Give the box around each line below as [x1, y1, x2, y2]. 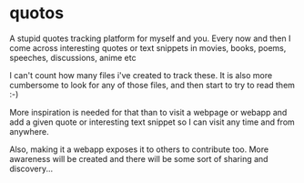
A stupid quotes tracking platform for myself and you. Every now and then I [9, 33, 291, 44]
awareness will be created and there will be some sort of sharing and [9, 153, 269, 164]
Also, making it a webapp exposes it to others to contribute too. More [9, 144, 269, 155]
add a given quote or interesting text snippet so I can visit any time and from [9, 117, 296, 127]
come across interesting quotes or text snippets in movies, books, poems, [9, 42, 287, 53]
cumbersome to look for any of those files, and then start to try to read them [9, 79, 296, 90]
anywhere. [9, 126, 49, 137]
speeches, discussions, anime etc [9, 52, 137, 63]
